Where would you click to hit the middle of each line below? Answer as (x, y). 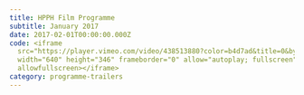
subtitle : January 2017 (54, 26)
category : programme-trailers (66, 77)
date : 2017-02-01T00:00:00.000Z (70, 34)
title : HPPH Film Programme (62, 18)
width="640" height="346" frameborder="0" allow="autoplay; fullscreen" (157, 60)
